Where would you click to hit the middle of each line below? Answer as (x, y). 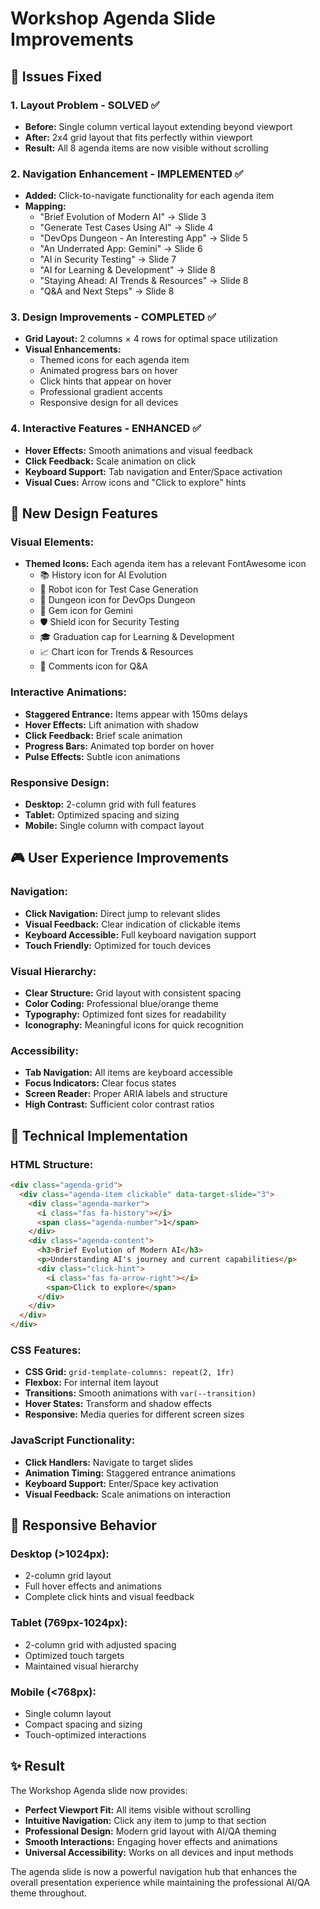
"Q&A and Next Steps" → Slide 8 (107, 291)
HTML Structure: (52, 1164)
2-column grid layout (68, 1576)
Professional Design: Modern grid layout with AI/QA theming (150, 1831)
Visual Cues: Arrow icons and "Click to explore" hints (135, 482)
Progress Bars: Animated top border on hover (119, 746)
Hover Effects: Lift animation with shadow (112, 724)
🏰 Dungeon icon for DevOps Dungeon (117, 600)
